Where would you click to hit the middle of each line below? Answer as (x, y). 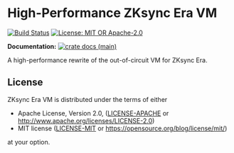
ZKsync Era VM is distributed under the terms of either (87, 99)
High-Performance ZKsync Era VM (112, 13)
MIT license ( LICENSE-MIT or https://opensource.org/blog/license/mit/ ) (122, 128)
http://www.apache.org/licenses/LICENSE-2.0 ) (86, 120)
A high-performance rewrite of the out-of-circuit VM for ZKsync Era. (107, 60)
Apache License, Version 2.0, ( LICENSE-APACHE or (93, 113)
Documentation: (32, 46)
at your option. (29, 142)
